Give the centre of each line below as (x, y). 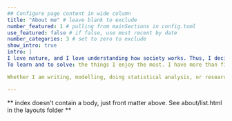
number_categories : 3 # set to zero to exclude (77, 39)
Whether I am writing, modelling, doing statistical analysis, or (105, 77)
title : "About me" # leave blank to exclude (72, 20)
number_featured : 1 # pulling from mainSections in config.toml (101, 26)
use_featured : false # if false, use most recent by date (92, 33)
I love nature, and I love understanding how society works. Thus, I (109, 58)
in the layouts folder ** (39, 110)
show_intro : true (32, 45)
